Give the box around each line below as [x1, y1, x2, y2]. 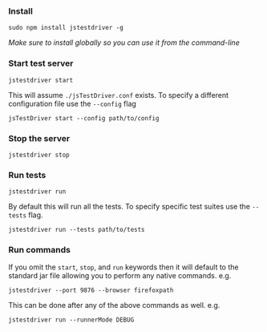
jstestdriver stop [8, 151, 70, 159]
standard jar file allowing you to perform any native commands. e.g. [8, 271, 232, 281]
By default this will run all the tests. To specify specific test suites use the [8, 202, 251, 212]
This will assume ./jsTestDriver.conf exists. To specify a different [8, 90, 229, 99]
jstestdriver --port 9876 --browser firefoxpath [8, 286, 174, 294]
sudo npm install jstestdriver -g [8, 24, 124, 32]
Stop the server [8, 132, 71, 144]
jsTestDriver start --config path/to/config [8, 114, 160, 122]
